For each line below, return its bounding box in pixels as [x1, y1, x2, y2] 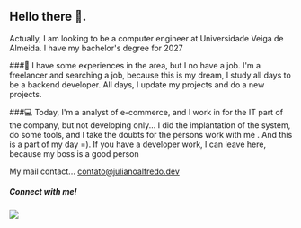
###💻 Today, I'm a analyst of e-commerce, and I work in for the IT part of [9, 106, 284, 117]
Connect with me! [9, 187, 77, 197]
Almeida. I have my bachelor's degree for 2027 [9, 42, 183, 53]
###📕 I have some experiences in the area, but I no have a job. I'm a [9, 59, 261, 70]
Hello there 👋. [9, 9, 87, 24]
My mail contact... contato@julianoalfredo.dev [9, 166, 180, 177]
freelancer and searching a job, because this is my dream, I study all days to [9, 69, 292, 80]
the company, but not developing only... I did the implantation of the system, [9, 119, 291, 131]
